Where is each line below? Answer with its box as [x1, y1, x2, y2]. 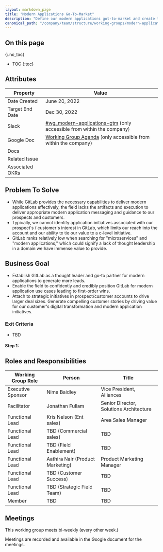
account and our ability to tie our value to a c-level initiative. [12, 230, 132, 236]
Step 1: [5, 343, 19, 349]
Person [63, 374, 80, 381]
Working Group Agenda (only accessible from [45, 133, 150, 140]
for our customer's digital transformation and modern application [12, 303, 142, 309]
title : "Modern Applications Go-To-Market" [5, 12, 95, 17]
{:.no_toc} [5, 52, 25, 57]
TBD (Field [47, 442, 71, 448]
